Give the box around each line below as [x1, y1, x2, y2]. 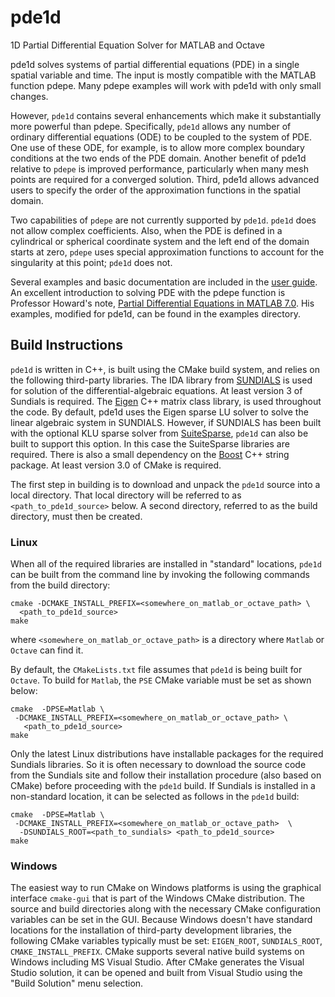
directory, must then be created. [10, 510, 143, 522]
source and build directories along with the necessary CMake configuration [10, 903, 321, 915]
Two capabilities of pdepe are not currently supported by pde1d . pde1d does [10, 214, 317, 226]
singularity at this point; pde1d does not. [10, 256, 173, 268]
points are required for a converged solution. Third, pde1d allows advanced [10, 173, 320, 185]
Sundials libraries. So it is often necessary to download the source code [10, 759, 307, 771]
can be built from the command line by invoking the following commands [10, 569, 310, 581]
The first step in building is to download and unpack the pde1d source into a [10, 478, 321, 490]
